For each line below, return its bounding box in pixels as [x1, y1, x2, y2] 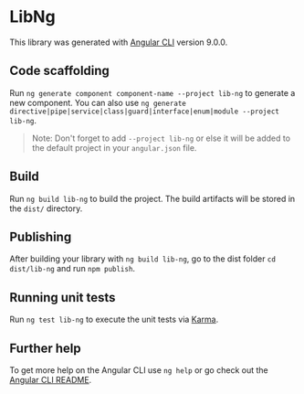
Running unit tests [9, 290, 116, 305]
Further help [9, 340, 82, 356]
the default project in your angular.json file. [31, 142, 197, 153]
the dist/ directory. [9, 203, 83, 214]
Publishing [9, 229, 72, 244]
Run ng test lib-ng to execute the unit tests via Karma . [9, 314, 219, 325]
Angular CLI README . [9, 375, 92, 385]
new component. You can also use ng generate [9, 97, 187, 108]
